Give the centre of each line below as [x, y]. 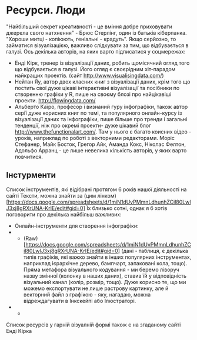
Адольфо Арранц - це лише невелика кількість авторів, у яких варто [101, 150]
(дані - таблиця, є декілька [155, 251]
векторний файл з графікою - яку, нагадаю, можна [87, 294]
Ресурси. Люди [46, 10]
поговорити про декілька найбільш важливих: [64, 214]
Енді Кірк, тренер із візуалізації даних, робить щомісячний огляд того [102, 63]
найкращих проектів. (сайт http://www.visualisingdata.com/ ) [89, 75]
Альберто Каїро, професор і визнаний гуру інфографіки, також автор [101, 106]
